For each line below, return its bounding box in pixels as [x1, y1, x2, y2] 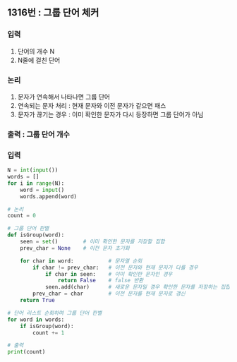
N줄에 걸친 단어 [17, 56, 61, 64]
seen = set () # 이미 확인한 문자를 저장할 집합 [20, 239, 166, 246]
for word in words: [7, 316, 65, 323]
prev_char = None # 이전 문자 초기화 [20, 244, 130, 252]
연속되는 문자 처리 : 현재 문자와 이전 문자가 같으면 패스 [17, 101, 166, 109]
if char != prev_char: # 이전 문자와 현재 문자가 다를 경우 [32, 264, 199, 271]
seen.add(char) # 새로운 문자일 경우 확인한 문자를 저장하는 [44, 284, 218, 291]
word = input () [20, 186, 65, 193]
